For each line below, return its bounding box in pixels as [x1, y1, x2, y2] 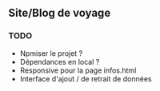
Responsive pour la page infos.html [19, 65, 137, 75]
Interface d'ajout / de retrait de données [19, 73, 152, 83]
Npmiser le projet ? [19, 48, 83, 58]
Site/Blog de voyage [8, 6, 111, 20]
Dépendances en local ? [19, 57, 100, 66]
